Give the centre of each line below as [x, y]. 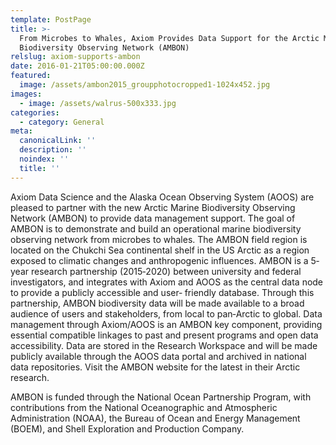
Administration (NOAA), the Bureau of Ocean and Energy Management [155, 418]
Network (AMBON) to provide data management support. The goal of [153, 218]
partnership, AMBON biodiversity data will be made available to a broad [157, 303]
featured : [31, 76]
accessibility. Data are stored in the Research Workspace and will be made [164, 345]
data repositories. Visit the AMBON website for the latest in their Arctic [155, 367]
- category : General [62, 122]
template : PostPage [51, 19]
